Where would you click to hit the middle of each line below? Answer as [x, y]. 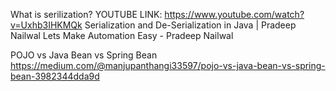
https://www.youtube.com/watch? [234, 14]
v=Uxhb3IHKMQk [46, 25]
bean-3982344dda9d [55, 76]
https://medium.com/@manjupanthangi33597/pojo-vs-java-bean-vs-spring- [168, 65]
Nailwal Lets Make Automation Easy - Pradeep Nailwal [122, 35]
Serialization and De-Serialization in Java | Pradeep [190, 25]
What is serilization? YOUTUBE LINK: [86, 14]
